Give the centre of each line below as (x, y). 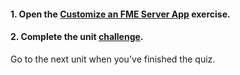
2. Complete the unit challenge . (77, 37)
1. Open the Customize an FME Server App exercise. (120, 14)
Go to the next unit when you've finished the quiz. (113, 59)
